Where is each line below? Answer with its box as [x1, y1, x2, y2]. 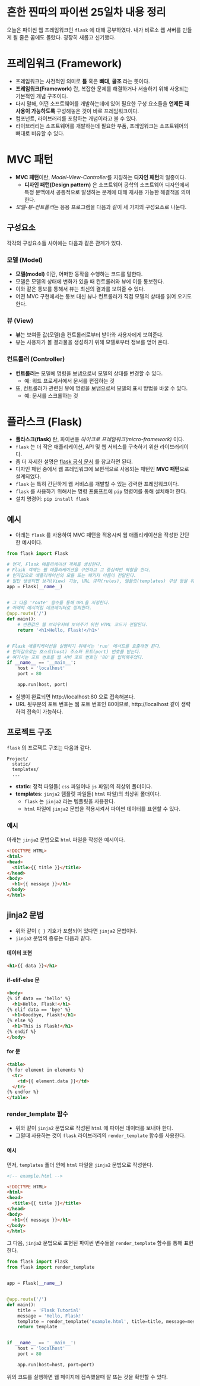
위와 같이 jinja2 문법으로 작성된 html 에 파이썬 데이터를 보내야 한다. [15, 1125, 173, 1132]
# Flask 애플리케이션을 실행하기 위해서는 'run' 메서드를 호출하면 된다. [7, 643, 162, 649]
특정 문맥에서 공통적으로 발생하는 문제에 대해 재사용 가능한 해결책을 [24, 188, 180, 195]
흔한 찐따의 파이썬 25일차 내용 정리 [7, 5, 166, 19]
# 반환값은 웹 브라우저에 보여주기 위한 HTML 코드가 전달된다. [17, 622, 148, 628]
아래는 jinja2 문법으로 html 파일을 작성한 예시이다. [7, 836, 125, 843]
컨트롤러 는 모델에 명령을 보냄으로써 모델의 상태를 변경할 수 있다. [15, 370, 163, 377]
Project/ [7, 756, 28, 762]
